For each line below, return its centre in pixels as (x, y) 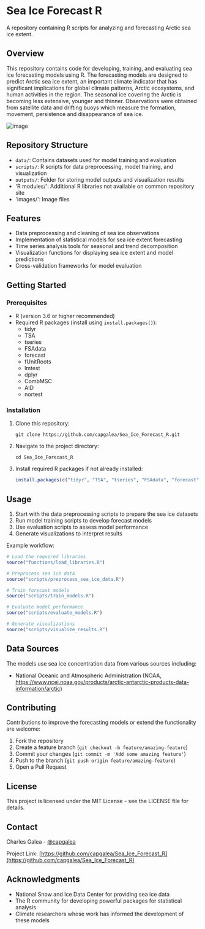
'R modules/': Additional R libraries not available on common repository (105, 186)
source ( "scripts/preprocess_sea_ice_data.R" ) (65, 579)
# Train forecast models (38, 590)
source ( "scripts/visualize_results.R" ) (57, 629)
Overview (25, 54)
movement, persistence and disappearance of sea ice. (75, 114)
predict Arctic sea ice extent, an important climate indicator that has (92, 81)
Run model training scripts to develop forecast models (83, 521)
